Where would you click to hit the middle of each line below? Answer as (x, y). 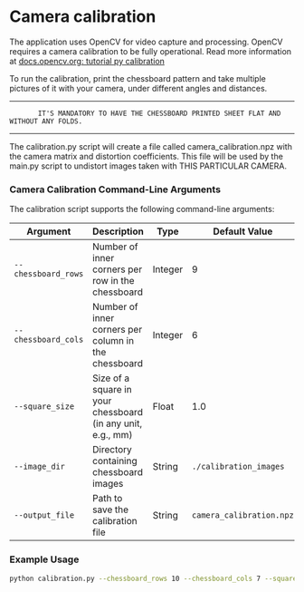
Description (118, 231)
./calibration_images (238, 467)
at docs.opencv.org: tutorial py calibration (87, 61)
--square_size (44, 407)
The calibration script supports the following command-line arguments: (142, 209)
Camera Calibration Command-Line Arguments (115, 189)
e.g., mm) (112, 435)
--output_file (44, 515)
